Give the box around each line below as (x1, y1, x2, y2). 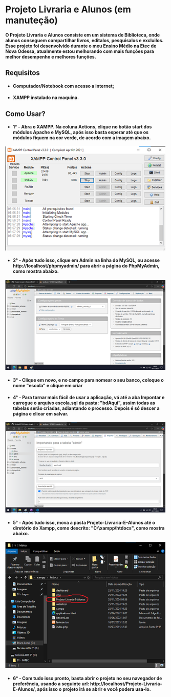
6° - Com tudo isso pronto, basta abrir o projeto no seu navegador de (12, 675, 162, 682)
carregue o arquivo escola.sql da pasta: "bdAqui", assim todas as (12, 400, 155, 406)
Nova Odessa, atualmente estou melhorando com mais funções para (5, 48, 155, 54)
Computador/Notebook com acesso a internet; (12, 83, 114, 89)
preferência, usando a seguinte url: (12, 681, 90, 687)
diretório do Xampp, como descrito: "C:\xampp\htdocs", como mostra (12, 525, 165, 531)
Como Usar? (5, 109, 46, 118)
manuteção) (5, 14, 58, 26)
